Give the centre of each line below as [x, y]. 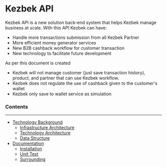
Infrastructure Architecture [47, 128]
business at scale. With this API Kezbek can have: [56, 27]
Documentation [28, 144]
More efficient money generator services [54, 42]
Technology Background [38, 122]
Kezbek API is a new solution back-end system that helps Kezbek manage [81, 22]
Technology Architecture [45, 133]
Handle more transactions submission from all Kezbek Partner [76, 37]
